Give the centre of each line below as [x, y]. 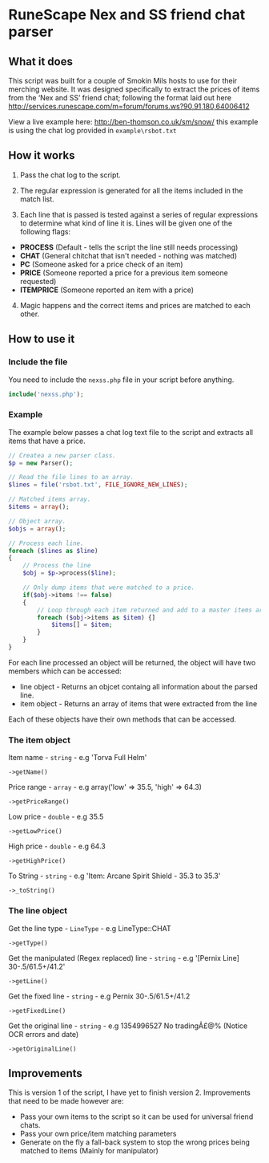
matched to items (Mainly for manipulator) [89, 1151]
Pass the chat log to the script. [70, 175]
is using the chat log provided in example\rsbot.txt [93, 130]
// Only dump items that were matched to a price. [109, 588]
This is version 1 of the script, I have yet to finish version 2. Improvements [129, 1092]
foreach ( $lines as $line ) [53, 551]
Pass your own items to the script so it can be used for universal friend [137, 1116]
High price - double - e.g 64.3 [57, 846]
